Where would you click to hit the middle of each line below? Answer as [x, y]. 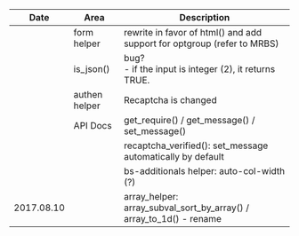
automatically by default [174, 157]
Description [205, 17]
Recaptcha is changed [170, 100]
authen [88, 94]
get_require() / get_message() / [189, 120]
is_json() [92, 69]
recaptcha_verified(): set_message [196, 146]
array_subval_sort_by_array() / [186, 208]
